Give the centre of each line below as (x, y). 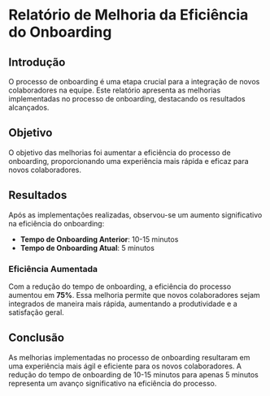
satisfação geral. (37, 312)
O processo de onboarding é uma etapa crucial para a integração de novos (134, 82)
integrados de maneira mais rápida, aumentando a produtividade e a (123, 303)
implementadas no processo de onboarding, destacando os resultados (127, 99)
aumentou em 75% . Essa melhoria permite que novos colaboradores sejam (134, 295)
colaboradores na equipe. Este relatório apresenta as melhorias (115, 90)
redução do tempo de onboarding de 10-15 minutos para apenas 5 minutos (133, 374)
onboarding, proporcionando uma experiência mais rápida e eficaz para (129, 161)
